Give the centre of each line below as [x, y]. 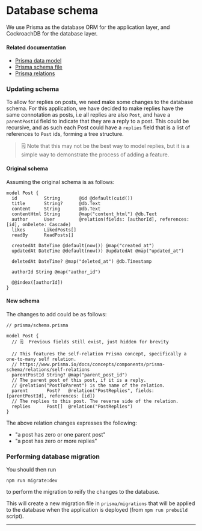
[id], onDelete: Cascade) [38, 224]
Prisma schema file [39, 67]
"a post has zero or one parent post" [60, 434]
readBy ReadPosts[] [43, 235]
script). [15, 516]
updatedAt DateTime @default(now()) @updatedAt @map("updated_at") [98, 251]
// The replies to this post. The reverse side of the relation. [95, 401]
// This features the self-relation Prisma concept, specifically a [99, 354]
